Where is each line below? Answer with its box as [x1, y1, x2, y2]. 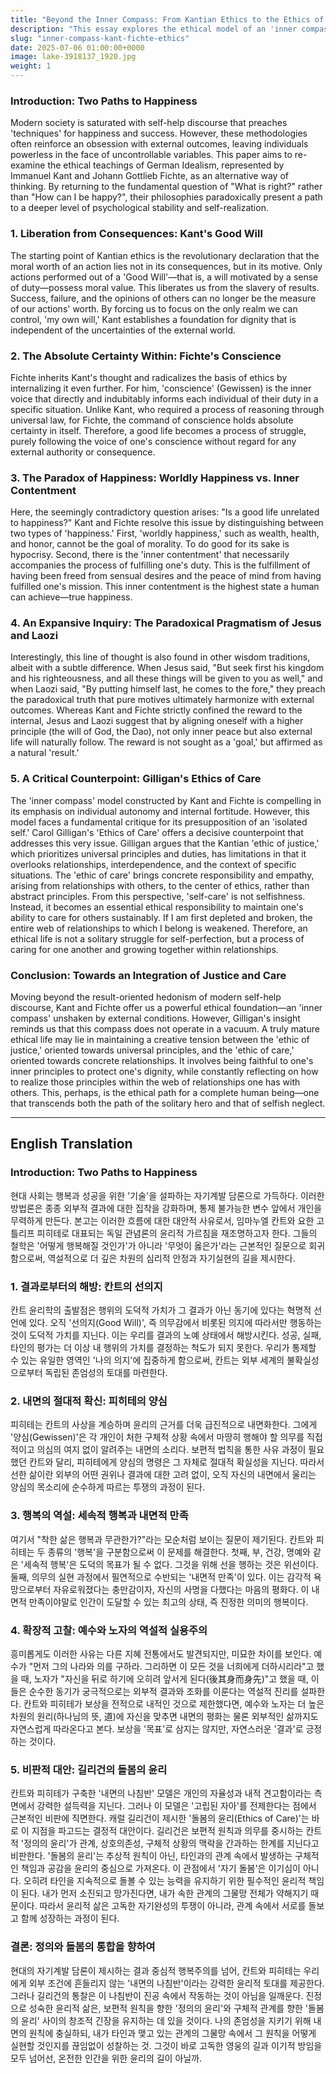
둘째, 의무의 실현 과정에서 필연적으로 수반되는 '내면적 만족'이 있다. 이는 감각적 [10, 1571, 312, 1583]
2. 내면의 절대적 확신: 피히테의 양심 [10, 1394, 168, 1408]
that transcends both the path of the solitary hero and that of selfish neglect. [10, 1097, 326, 1110]
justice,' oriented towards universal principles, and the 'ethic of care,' [10, 1044, 295, 1056]
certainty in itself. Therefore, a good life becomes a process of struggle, [10, 424, 307, 436]
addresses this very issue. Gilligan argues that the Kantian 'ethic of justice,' [10, 837, 320, 849]
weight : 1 [10, 61, 52, 71]
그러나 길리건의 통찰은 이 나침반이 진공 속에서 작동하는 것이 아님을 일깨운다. [10, 1989, 304, 2001]
